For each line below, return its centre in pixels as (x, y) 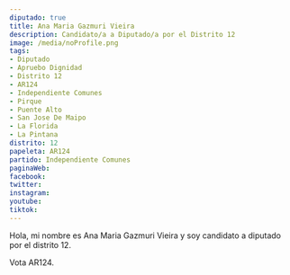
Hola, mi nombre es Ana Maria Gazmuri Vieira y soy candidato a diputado (145, 235)
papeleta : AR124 (40, 151)
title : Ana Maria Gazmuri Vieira (72, 26)
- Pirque (26, 101)
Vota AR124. (32, 262)
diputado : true (38, 18)
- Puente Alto (36, 110)
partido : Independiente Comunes (70, 160)
